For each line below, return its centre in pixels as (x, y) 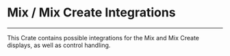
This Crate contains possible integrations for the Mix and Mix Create (103, 38)
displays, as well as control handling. (59, 45)
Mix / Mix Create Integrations (91, 13)
